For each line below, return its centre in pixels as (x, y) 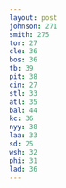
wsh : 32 (24, 152)
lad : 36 (24, 169)
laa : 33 (24, 136)
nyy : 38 (24, 127)
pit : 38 (24, 77)
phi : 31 (24, 160)
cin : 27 (24, 85)
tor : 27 (24, 43)
